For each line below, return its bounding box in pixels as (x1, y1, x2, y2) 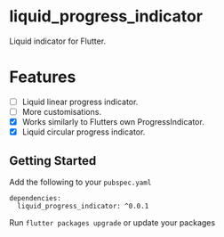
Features (9, 67, 76, 87)
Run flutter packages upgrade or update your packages (9, 217, 216, 228)
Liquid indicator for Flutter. (9, 36, 107, 46)
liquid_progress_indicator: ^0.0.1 (17, 201, 149, 210)
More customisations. (21, 106, 102, 117)
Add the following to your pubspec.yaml (9, 176, 152, 187)
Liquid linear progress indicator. (21, 96, 139, 107)
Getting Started (9, 153, 97, 168)
